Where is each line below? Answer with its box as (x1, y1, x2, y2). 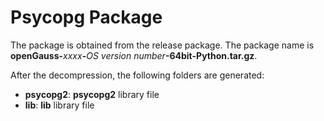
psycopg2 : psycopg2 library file (24, 88, 160, 100)
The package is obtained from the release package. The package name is (10, 39, 315, 51)
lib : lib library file (24, 99, 95, 111)
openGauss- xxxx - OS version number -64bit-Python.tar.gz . (10, 49, 258, 61)
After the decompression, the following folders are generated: (10, 69, 265, 81)
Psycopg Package (10, 6, 163, 29)
